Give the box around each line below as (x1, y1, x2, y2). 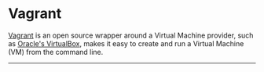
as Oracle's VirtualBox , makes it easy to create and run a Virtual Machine (8, 38, 244, 48)
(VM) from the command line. (8, 47, 104, 56)
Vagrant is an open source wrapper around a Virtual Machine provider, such (8, 31, 254, 40)
